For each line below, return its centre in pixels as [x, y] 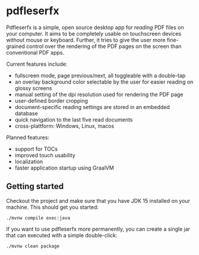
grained [16, 46]
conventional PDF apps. [35, 52]
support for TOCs [36, 149]
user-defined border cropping [51, 101]
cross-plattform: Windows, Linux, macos [64, 126]
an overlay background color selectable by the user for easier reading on [104, 82]
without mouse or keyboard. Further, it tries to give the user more [86, 40]
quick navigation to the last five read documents [74, 119]
